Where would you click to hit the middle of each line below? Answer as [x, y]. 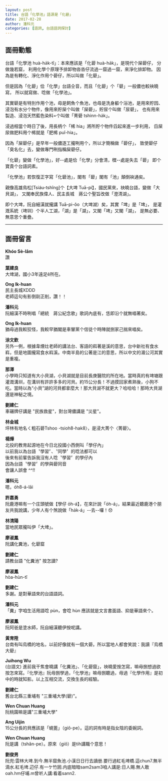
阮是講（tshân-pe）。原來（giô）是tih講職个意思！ [56, 743]
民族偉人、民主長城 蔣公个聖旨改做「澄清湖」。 [84, 194]
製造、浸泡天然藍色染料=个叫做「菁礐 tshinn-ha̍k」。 [59, 115]
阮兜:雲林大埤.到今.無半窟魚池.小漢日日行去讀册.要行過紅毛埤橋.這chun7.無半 [84, 760]
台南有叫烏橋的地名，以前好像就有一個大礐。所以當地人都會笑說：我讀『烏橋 [84, 644]
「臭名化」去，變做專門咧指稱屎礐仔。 [44, 149]
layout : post [19, 10]
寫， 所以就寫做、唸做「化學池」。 [40, 92]
